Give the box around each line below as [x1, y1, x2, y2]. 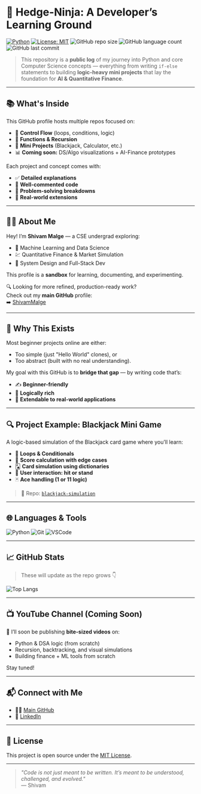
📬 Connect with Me [6, 688, 83, 698]
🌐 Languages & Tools [6, 513, 87, 523]
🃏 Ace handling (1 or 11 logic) [14, 476, 88, 483]
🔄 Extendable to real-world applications [14, 396, 116, 403]
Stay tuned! [6, 664, 35, 671]
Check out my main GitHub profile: [6, 292, 93, 299]
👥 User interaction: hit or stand [14, 469, 93, 477]
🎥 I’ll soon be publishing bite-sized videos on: [6, 628, 120, 635]
